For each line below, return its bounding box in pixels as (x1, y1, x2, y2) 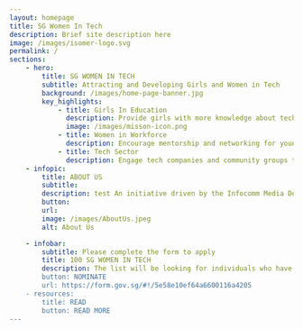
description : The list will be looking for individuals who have (41, 264, 293, 273)
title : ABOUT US (41, 172, 103, 181)
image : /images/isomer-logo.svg (9, 38, 131, 48)
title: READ (41, 297, 87, 306)
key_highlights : (41, 96, 103, 106)
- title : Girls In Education (57, 105, 168, 114)
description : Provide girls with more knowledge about (66, 114, 277, 123)
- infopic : (25, 164, 67, 173)
